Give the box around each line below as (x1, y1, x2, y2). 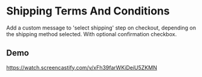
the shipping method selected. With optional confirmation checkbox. (6, 30, 177, 37)
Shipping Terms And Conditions (6, 4, 170, 18)
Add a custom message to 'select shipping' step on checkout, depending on (6, 24, 197, 31)
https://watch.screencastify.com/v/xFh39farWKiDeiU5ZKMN (6, 64, 157, 71)
